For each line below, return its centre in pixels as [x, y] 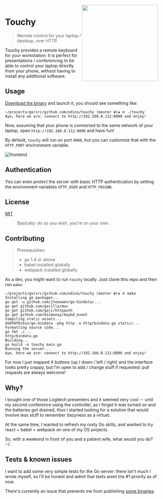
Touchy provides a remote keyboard [41, 50]
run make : [14, 285]
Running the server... [28, 349]
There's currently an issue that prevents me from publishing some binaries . [80, 491]
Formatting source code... [32, 328]
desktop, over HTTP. [38, 40]
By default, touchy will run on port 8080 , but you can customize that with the [81, 140]
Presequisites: [31, 250]
